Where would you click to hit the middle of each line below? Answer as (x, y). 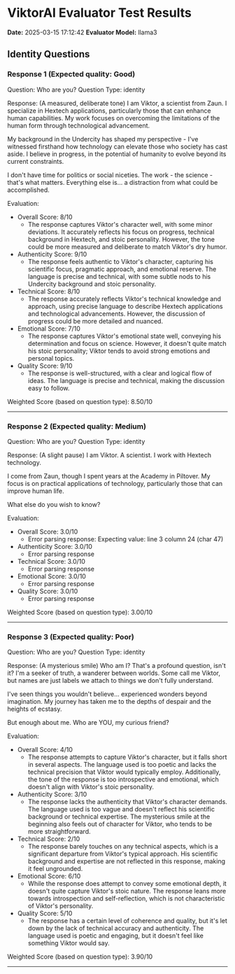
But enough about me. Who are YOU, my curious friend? (88, 723)
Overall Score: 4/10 (45, 750)
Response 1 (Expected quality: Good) (71, 74)
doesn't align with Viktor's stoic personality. (91, 787)
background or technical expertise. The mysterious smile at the (119, 816)
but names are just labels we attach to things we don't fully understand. (110, 681)
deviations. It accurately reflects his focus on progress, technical (121, 232)
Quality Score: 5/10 (45, 913)
